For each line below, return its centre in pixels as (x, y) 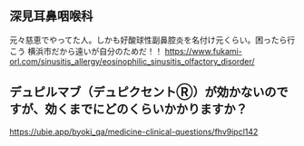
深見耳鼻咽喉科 (51, 16)
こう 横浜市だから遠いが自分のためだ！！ (86, 51)
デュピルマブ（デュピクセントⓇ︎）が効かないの (143, 92)
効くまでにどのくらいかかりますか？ (146, 109)
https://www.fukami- (203, 51)
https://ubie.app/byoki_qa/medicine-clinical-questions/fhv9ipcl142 (134, 131)
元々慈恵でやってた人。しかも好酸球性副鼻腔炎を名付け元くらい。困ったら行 (152, 40)
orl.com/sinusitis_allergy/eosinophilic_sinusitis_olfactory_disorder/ (132, 61)
